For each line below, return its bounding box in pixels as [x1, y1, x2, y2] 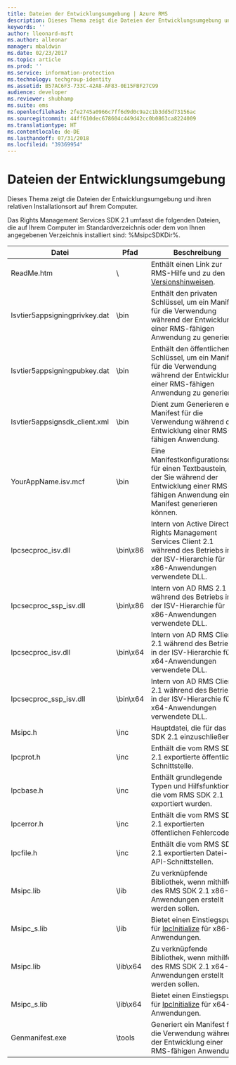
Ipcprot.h [11, 752, 41, 762]
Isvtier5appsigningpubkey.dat [11, 366, 110, 376]
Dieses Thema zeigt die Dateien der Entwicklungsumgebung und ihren [7, 195, 211, 203]
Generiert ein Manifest [150, 1020, 225, 1030]
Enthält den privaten [150, 289, 218, 298]
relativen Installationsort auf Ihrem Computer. [7, 202, 138, 211]
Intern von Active [150, 519, 207, 529]
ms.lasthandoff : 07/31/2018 [7, 134, 90, 141]
